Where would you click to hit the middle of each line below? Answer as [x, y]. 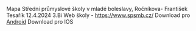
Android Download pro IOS [40, 22]
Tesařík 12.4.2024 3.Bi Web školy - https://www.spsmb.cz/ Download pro [98, 15]
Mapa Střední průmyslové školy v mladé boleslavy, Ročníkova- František [97, 9]
